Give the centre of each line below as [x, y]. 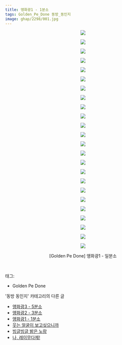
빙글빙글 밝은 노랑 [29, 331]
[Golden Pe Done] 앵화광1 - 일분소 [83, 256]
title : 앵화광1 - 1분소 [27, 10]
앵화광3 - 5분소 [27, 306]
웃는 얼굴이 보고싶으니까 [36, 325]
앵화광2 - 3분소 [27, 313]
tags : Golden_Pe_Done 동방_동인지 [38, 14]
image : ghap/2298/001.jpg [32, 19]
